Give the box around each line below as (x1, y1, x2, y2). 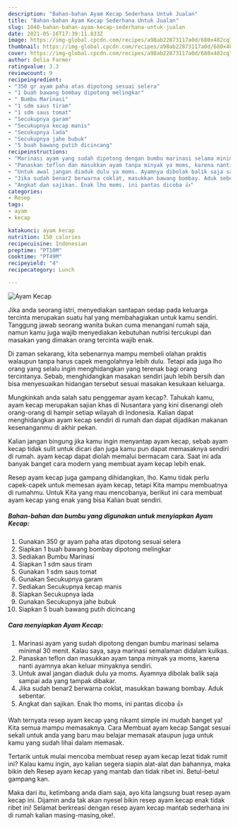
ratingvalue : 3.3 (8, 63, 59, 70)
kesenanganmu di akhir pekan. (8, 423, 97, 431)
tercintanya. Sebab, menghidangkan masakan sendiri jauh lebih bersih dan (8, 372, 225, 380)
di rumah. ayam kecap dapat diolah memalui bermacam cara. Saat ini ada (8, 452, 222, 460)
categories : (8, 188, 43, 195)
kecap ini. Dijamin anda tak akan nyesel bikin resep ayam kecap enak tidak (8, 796, 225, 804)
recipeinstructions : (8, 149, 69, 156)
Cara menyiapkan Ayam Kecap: (8, 621, 104, 629)
